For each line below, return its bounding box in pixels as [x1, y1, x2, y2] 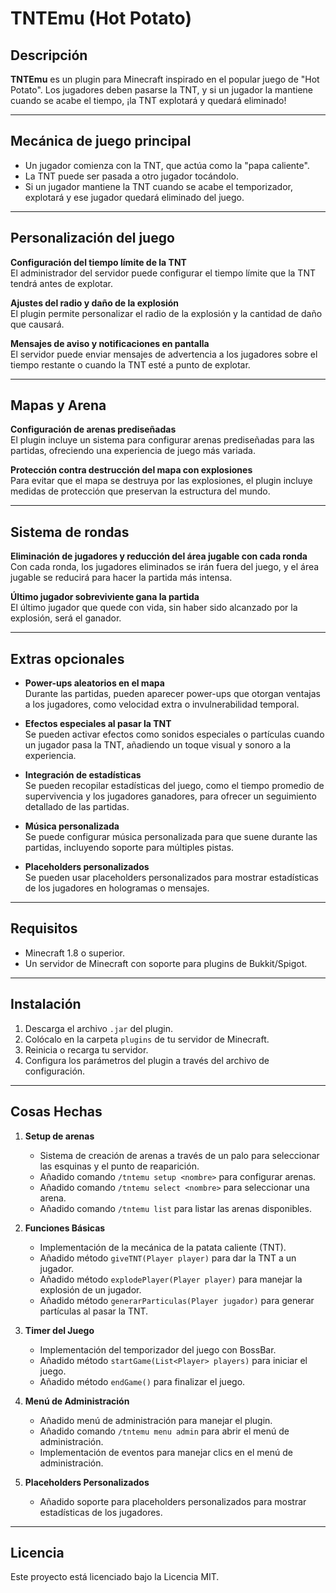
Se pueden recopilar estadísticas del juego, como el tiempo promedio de [24, 780, 325, 792]
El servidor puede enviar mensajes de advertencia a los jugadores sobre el [10, 348, 318, 360]
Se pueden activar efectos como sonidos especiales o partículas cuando [24, 728, 325, 741]
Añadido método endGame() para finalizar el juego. [39, 1375, 246, 1387]
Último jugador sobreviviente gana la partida [10, 591, 200, 603]
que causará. [10, 318, 65, 330]
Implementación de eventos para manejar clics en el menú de [39, 1446, 293, 1458]
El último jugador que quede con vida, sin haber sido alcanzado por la [10, 602, 298, 614]
